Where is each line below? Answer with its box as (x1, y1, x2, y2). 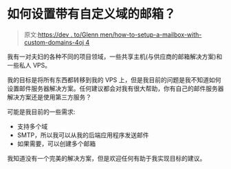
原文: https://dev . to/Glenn (23, 30, 99, 39)
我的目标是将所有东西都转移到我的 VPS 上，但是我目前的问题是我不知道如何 (7, 75, 221, 83)
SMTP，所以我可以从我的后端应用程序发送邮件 (16, 130, 149, 139)
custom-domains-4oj (23, 38, 85, 46)
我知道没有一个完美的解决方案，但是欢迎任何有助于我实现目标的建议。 (7, 154, 206, 162)
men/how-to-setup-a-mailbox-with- (99, 30, 202, 39)
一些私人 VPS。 (7, 61, 52, 69)
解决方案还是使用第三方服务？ (7, 92, 91, 101)
